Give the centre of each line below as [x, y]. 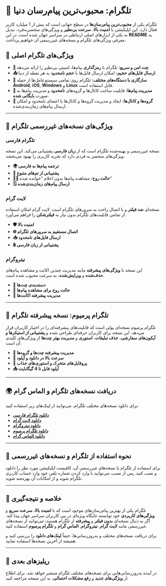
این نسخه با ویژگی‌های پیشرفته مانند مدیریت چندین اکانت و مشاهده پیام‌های [74, 270]
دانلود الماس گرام [29, 436]
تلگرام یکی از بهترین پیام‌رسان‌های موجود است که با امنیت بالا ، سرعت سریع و [76, 511]
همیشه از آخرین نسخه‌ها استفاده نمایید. [41, 541]
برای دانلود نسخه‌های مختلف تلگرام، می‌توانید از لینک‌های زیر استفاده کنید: [72, 405]
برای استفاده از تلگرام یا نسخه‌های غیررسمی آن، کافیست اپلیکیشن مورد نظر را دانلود [83, 468]
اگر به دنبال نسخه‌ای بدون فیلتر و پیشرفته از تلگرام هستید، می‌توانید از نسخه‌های [78, 521]
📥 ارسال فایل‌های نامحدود [37, 237]
